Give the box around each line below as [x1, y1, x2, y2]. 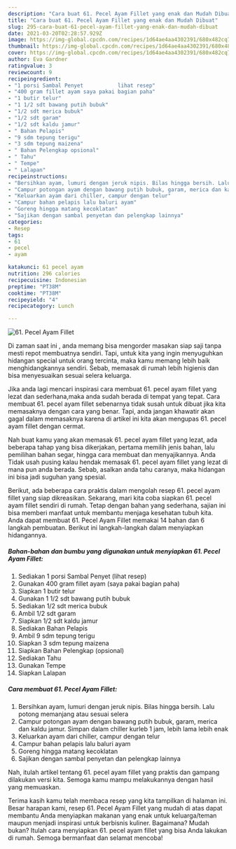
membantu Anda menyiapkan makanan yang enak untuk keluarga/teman [8, 811, 217, 820]
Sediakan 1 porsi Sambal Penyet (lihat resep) [18, 572, 147, 581]
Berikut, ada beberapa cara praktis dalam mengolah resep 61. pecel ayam [8, 486, 221, 495]
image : [8, 36, 27, 43]
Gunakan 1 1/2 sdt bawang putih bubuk [18, 594, 131, 603]
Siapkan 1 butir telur [18, 587, 76, 596]
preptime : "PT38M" [8, 283, 62, 290]
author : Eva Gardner [8, 56, 69, 63]
